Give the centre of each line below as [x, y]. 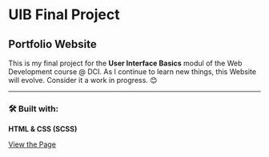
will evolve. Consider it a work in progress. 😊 [83, 80]
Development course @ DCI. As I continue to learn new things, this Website [132, 72]
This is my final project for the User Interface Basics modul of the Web [125, 63]
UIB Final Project [64, 15]
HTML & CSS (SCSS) [43, 129]
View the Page [32, 144]
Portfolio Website [53, 44]
